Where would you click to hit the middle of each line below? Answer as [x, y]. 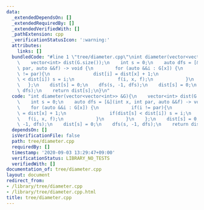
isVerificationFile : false [46, 136]
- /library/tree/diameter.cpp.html [51, 192]
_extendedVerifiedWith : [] [46, 29]
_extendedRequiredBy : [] [43, 23]
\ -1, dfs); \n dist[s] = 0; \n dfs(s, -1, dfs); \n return [103, 125]
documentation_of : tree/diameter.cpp [54, 169]
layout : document [28, 175]
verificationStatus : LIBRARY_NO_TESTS [61, 158]
